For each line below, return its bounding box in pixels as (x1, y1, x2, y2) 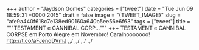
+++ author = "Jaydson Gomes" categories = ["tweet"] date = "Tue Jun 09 (6, 5, 194, 12)
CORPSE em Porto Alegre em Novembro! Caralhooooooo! (6, 31, 150, 38)
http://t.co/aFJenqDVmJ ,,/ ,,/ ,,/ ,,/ (6, 37, 93, 44)
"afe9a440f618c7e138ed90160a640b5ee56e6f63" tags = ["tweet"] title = (6, 18, 190, 25)
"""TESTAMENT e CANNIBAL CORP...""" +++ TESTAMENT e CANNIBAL (6, 24, 186, 31)
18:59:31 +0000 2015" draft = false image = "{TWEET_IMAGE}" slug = (6, 11, 181, 19)
